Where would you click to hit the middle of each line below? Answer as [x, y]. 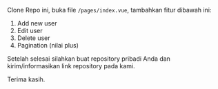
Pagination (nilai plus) [48, 45]
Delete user [33, 38]
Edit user [30, 31]
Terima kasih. [26, 79]
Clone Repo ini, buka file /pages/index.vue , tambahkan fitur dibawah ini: [109, 10]
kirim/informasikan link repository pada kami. [71, 66]
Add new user [37, 23]
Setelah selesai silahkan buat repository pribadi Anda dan [89, 59]
